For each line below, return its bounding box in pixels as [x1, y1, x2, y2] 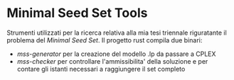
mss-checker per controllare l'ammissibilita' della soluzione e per [16, 57, 208, 65]
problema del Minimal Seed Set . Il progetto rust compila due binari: [6, 35, 203, 44]
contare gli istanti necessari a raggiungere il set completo [16, 64, 186, 73]
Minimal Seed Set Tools [6, 5, 148, 21]
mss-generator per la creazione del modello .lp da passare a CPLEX [16, 50, 216, 58]
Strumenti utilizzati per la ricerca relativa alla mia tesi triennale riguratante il [6, 28, 227, 37]
